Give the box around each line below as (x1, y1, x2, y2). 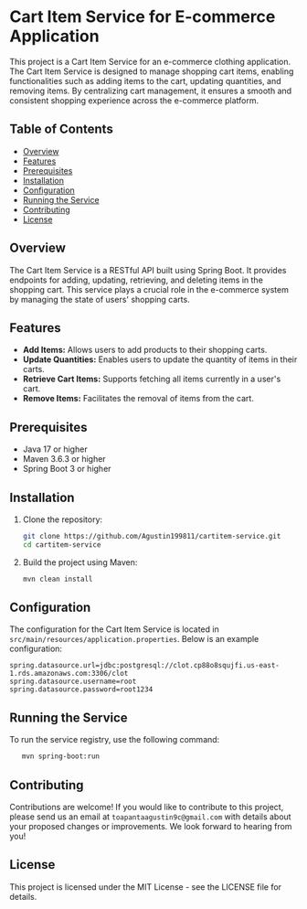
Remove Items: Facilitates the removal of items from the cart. (22, 393, 254, 404)
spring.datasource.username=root (9, 677, 137, 687)
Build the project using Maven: (22, 556, 138, 568)
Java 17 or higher (22, 444, 89, 454)
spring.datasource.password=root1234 (9, 685, 153, 694)
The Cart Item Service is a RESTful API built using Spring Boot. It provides (9, 264, 287, 275)
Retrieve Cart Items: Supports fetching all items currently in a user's (22, 373, 281, 385)
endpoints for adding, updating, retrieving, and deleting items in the (9, 274, 263, 285)
